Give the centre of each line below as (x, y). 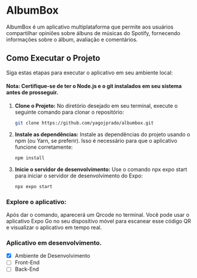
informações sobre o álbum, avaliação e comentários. (72, 39)
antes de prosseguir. (32, 92)
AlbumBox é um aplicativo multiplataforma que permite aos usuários (90, 27)
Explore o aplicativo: (36, 202)
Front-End (27, 263)
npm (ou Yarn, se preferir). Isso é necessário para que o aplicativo (96, 140)
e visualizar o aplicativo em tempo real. (54, 227)
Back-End (27, 269)
